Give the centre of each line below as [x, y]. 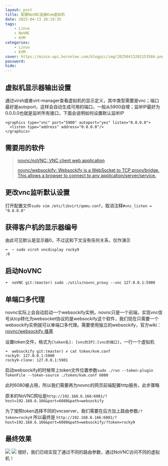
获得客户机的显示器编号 [41, 227]
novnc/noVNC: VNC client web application [61, 160]
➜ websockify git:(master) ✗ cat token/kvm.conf [58, 352]
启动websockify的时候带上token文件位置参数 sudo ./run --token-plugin [79, 370]
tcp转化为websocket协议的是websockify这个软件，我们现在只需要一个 [86, 319]
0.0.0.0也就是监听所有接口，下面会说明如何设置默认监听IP [64, 113]
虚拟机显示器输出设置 [38, 88]
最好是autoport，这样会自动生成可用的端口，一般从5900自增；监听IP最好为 [83, 106]
